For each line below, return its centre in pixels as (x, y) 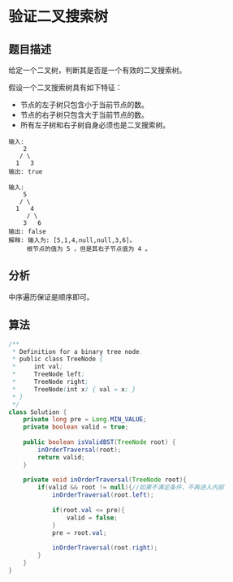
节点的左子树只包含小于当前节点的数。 (84, 105)
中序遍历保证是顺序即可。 (51, 296)
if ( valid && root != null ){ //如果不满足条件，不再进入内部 (131, 488)
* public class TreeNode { (58, 359)
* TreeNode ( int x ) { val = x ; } (74, 389)
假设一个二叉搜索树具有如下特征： (65, 87)
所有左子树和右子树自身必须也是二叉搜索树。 (95, 125)
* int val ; (37, 367)
